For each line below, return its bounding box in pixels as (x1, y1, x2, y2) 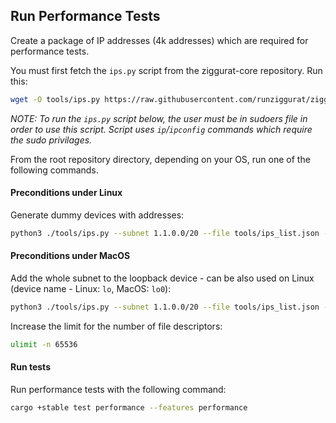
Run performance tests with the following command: (10, 383, 227, 395)
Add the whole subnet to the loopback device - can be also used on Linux (10, 272, 315, 284)
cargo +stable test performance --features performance (10, 402, 248, 413)
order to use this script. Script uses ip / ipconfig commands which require (10, 123, 313, 135)
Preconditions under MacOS (10, 250, 131, 262)
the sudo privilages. (10, 134, 93, 146)
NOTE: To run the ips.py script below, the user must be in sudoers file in (10, 112, 308, 124)
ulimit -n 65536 (10, 339, 78, 349)
